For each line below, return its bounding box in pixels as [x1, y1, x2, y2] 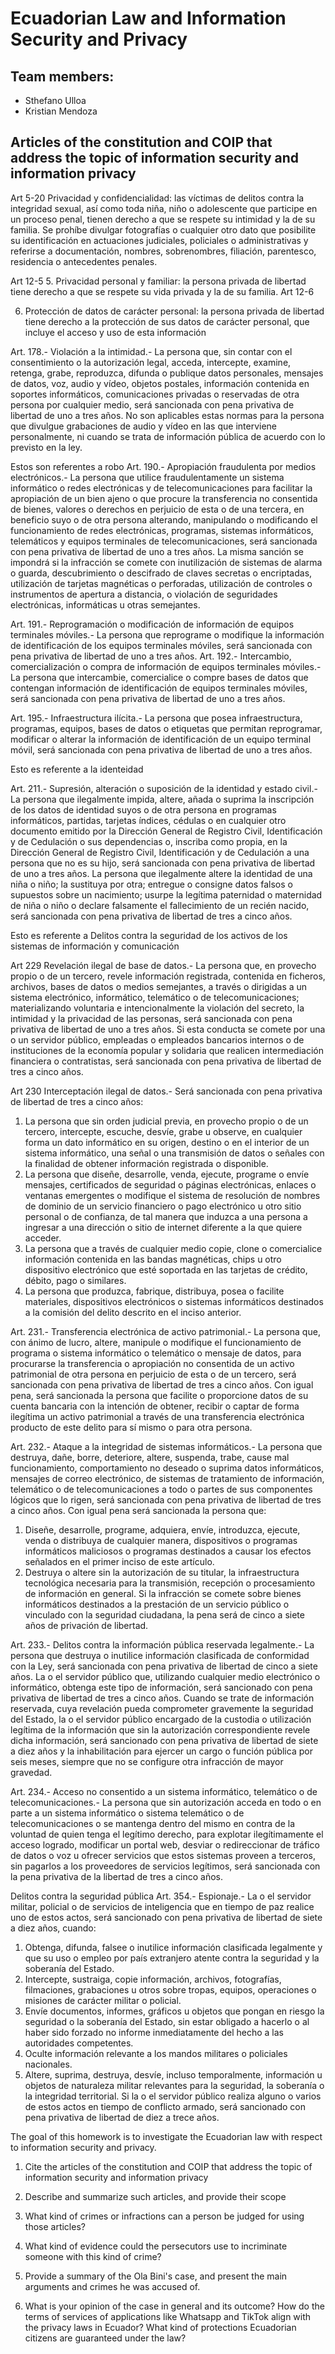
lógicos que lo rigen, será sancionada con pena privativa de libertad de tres [10, 1493, 322, 1506]
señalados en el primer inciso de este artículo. [24, 1555, 215, 1567]
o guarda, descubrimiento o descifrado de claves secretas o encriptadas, [10, 567, 313, 579]
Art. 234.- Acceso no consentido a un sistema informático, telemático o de [10, 1785, 318, 1797]
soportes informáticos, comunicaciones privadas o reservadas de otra [10, 388, 300, 400]
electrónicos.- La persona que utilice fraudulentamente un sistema [10, 471, 285, 483]
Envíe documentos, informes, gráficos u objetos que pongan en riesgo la [24, 2005, 325, 2017]
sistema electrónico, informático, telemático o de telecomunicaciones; [10, 991, 300, 1003]
